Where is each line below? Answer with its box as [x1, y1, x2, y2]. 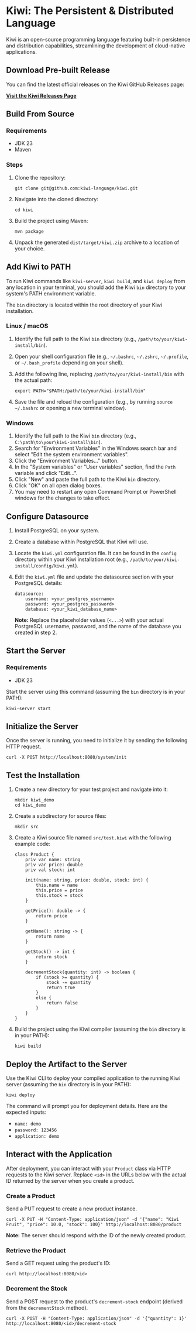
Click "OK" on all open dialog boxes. [14, 482, 102, 489]
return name [36, 934, 65, 939]
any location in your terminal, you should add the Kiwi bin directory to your [6, 284, 186, 291]
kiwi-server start [6, 705, 51, 711]
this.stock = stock [36, 893, 83, 899]
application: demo [14, 1134, 60, 1140]
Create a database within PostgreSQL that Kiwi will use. [14, 538, 149, 545]
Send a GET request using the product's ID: [6, 1259, 111, 1267]
